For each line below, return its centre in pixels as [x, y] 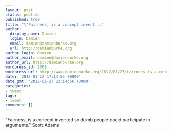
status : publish [23, 15]
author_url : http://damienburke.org [44, 62]
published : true [23, 19]
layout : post [19, 10]
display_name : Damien [33, 34]
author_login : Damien [28, 53]
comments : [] [19, 105]
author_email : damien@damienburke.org [47, 58]
